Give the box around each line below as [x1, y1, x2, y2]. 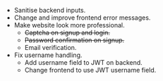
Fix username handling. [13, 51, 83, 59]
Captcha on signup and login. [24, 28, 111, 37]
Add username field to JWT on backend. [24, 58, 143, 66]
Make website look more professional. [13, 21, 125, 29]
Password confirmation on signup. [24, 36, 125, 44]
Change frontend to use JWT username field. [24, 66, 157, 74]
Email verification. [24, 44, 77, 51]
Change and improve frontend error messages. [13, 13, 151, 22]
